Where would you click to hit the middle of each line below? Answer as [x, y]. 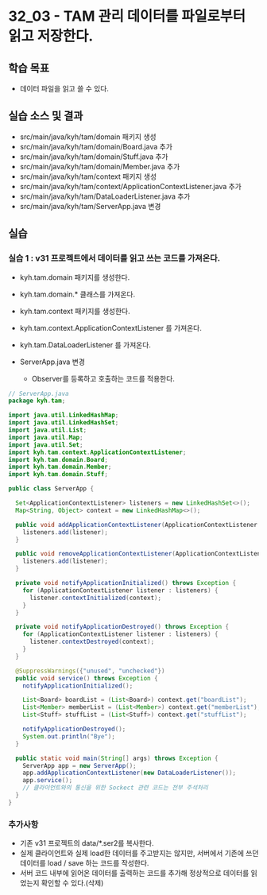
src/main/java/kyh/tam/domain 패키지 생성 [88, 137]
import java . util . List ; [48, 430]
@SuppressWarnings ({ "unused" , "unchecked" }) [90, 671]
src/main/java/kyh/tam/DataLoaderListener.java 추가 [105, 196]
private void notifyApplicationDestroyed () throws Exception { [122, 627]
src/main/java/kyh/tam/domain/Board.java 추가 [96, 146]
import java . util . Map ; [46, 437]
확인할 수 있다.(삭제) [72, 883]
